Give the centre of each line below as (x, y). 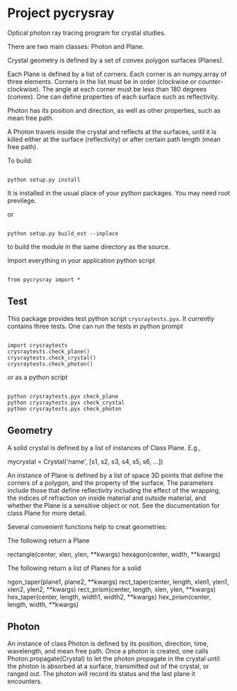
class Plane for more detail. (47, 513)
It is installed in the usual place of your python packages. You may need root (119, 192)
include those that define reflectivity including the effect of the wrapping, (114, 490)
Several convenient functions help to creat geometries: (87, 526)
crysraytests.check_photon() (50, 364)
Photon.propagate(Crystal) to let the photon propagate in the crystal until (114, 659)
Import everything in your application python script (81, 260)
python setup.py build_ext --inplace (63, 233)
